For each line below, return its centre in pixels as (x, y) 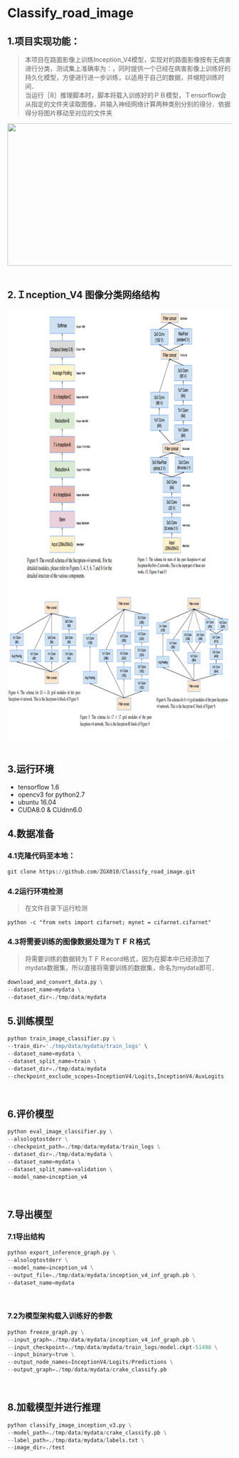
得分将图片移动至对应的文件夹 (68, 113)
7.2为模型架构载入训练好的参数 (60, 1316)
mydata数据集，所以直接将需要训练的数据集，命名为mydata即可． (121, 967)
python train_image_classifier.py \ (62, 1039)
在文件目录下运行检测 (56, 908)
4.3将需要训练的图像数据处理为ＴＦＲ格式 (79, 942)
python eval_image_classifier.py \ (60, 1132)
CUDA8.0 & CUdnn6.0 (50, 809)
